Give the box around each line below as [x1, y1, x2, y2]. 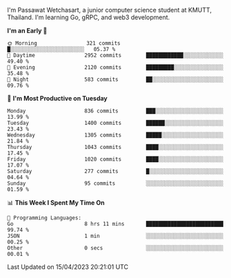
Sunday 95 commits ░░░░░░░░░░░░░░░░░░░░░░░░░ [7, 180, 224, 187]
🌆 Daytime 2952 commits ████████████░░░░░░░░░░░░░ [7, 52, 224, 59]
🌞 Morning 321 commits [7, 40, 121, 47]
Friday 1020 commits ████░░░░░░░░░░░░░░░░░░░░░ [7, 156, 224, 163]
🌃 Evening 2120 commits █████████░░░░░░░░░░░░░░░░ [7, 64, 224, 71]
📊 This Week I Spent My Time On [7, 199, 105, 206]
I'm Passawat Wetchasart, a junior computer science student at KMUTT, [7, 6, 212, 14]
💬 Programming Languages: [7, 215, 81, 221]
